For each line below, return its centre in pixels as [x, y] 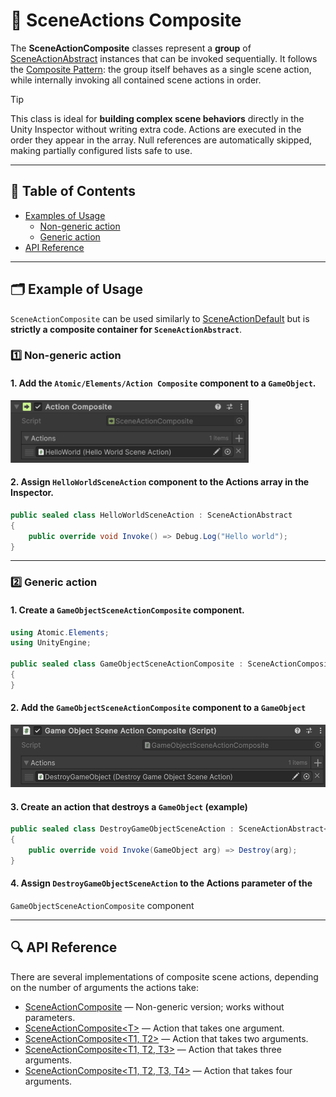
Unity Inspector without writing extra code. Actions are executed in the [156, 129]
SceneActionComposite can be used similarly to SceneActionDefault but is [160, 318]
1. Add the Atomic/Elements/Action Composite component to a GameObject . [163, 383]
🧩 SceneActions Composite [126, 20]
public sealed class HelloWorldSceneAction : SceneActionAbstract [151, 515]
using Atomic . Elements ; [60, 632]
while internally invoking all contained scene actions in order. [136, 80]
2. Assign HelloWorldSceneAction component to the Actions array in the [160, 482]
